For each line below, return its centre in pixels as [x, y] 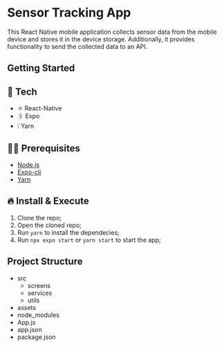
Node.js [28, 164]
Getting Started [41, 68]
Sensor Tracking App [69, 13]
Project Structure [45, 261]
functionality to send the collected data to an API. [77, 46]
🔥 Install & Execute [48, 201]
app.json [30, 329]
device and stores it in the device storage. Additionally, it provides [101, 39]
